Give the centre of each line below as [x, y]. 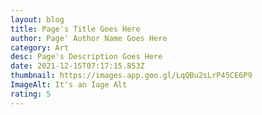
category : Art [40, 47]
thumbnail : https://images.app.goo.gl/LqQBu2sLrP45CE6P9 [131, 76]
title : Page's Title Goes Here [75, 29]
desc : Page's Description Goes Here [86, 57]
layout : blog [37, 19]
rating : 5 [31, 94]
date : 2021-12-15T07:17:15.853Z [77, 66]
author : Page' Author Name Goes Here [89, 38]
